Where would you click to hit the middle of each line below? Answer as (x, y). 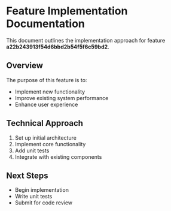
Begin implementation (42, 190)
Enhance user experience (46, 104)
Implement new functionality (50, 92)
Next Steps (27, 175)
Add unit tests (32, 150)
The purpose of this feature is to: (47, 80)
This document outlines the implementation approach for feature (86, 40)
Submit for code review (44, 203)
